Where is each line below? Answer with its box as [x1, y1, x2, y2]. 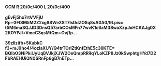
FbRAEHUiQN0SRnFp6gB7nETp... [5, 55, 74, 61]
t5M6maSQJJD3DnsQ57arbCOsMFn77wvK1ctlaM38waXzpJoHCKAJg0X [5, 25, 156, 31]
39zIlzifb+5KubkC [5, 40, 43, 46]
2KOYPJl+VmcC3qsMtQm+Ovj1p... [5, 30, 77, 36]
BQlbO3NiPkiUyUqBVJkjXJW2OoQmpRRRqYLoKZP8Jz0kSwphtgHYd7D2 [5, 51, 156, 56]
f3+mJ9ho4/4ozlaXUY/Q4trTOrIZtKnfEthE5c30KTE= [5, 45, 115, 51]
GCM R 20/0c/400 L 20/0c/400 [5, 4, 70, 10]
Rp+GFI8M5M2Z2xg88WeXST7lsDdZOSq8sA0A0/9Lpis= [5, 20, 123, 26]
